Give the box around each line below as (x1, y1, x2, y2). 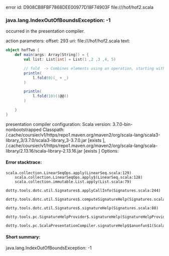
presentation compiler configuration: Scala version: (6, 121, 112, 127)
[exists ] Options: (83, 148, 119, 154)
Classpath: (42, 126, 65, 133)
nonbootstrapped (6, 126, 42, 133)
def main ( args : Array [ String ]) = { (15, 52, 89, 57)
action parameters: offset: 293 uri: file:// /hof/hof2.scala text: (6, 38, 130, 44)
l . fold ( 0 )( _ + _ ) (32, 75, 69, 80)
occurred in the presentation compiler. (6, 28, 85, 34)
